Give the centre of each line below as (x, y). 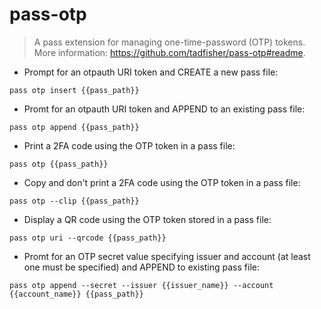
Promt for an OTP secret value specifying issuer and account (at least (167, 256)
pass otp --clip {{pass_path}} (74, 201)
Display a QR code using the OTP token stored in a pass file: (147, 219)
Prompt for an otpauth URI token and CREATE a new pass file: (151, 72)
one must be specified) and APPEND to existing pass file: (141, 267)
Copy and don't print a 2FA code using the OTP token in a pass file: (162, 182)
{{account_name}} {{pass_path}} (76, 294)
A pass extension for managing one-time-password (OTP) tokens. (169, 42)
